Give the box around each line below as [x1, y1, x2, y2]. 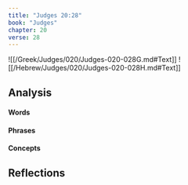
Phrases [8, 125, 36, 135]
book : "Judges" [8, 19, 58, 27]
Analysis [8, 85, 52, 99]
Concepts [8, 143, 41, 153]
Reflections [8, 166, 66, 180]
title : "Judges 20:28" [8, 11, 82, 20]
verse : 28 [8, 33, 41, 42]
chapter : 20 [8, 26, 47, 34]
